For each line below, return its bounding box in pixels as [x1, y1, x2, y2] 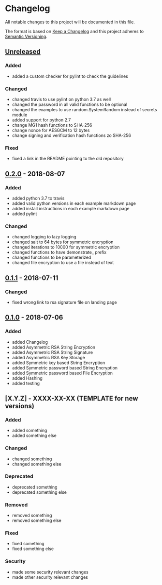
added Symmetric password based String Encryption [12, 365, 118, 370]
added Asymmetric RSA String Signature [12, 349, 93, 355]
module [12, 112, 28, 117]
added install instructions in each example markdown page [12, 205, 130, 211]
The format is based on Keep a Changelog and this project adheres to [5, 28, 144, 34]
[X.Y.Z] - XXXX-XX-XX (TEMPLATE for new [5, 394, 138, 402]
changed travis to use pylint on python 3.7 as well [12, 96, 111, 102]
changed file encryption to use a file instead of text [12, 260, 114, 266]
